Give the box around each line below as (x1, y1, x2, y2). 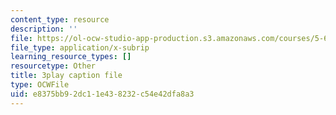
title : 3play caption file (10, 71, 123, 81)
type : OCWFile (10, 80, 70, 90)
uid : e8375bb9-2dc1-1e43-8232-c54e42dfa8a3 (10, 89, 195, 99)
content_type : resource (10, 14, 110, 25)
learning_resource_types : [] (10, 52, 132, 62)
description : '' (10, 24, 78, 34)
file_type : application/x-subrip (10, 42, 150, 53)
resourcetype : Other (10, 61, 97, 71)
